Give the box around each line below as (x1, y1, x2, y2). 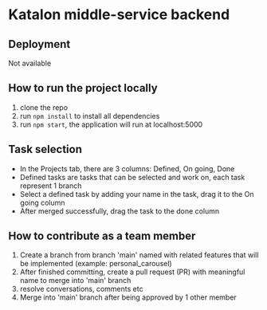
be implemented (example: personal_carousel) (19, 259, 173, 269)
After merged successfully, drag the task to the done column (19, 206, 220, 216)
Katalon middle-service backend (8, 6, 230, 24)
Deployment (8, 37, 71, 51)
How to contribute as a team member (8, 230, 196, 243)
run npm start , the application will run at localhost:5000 (19, 120, 203, 129)
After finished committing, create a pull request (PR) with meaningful (19, 267, 245, 277)
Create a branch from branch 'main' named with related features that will (19, 250, 259, 260)
